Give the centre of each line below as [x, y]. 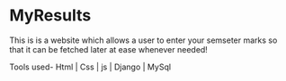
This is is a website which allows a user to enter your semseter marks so [143, 40]
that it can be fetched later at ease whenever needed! [109, 49]
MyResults [50, 16]
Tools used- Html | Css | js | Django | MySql [90, 67]
